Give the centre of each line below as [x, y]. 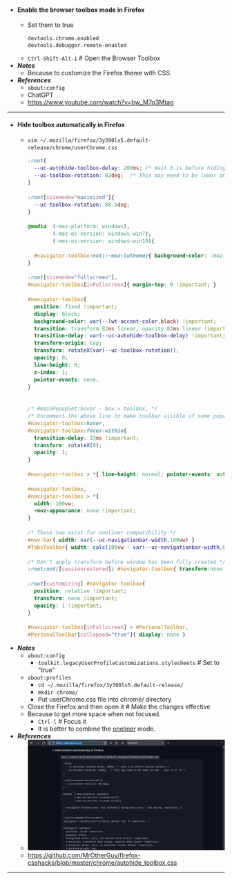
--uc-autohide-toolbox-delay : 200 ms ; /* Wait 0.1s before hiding [129, 168]
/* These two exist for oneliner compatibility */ [102, 533]
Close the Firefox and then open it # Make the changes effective [119, 707]
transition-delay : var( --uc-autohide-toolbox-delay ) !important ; [129, 336]
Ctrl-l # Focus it [62, 722]
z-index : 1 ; [51, 372]
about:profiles [49, 678]
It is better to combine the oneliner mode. [97, 729]
